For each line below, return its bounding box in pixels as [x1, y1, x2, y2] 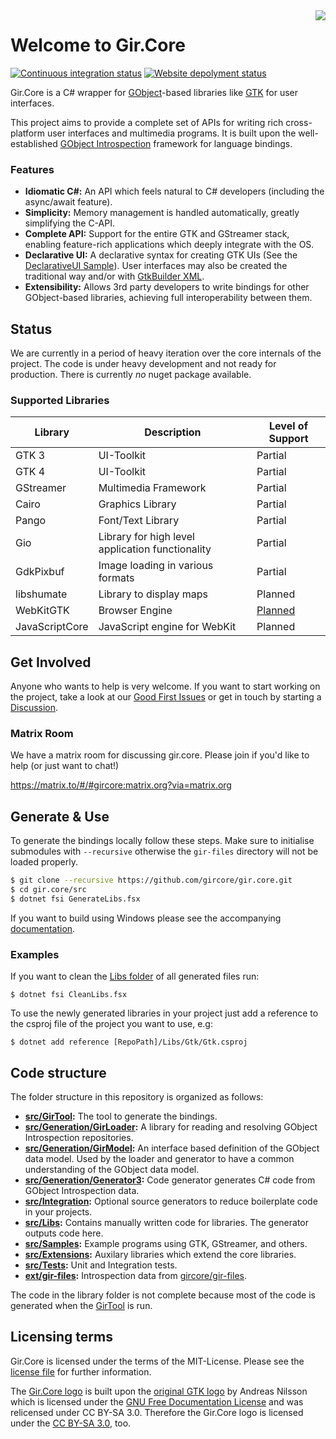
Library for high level [98, 530, 195, 544]
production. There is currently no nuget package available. [10, 369, 252, 381]
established [10, 137, 58, 149]
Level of [269, 419, 308, 433]
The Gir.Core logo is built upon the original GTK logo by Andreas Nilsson [10, 1385, 308, 1397]
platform [10, 127, 45, 139]
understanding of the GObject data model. [24, 1164, 200, 1175]
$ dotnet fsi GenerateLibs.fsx [10, 894, 141, 904]
